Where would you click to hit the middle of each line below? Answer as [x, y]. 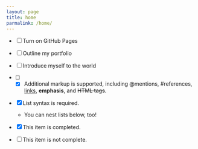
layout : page [23, 12]
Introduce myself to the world [59, 66]
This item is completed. [52, 127]
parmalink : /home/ [29, 23]
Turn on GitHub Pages [50, 41]
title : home [21, 17]
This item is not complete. [55, 140]
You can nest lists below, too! [60, 115]
